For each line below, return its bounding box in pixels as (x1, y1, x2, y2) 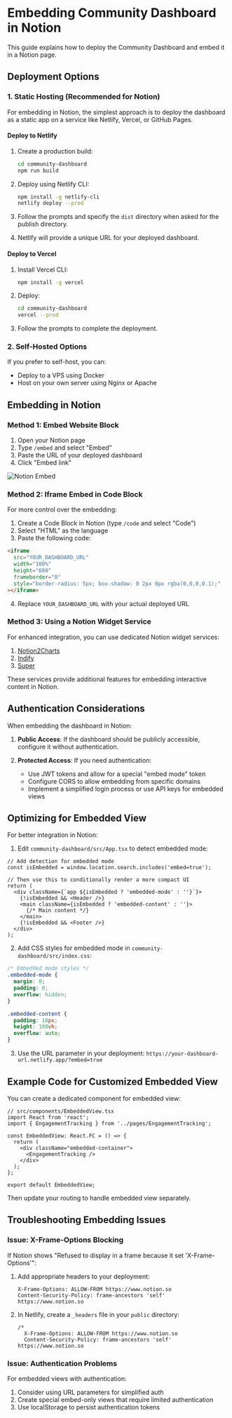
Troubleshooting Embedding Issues (7, 1214, 166, 1226)
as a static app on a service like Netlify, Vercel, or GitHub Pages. (7, 115, 193, 123)
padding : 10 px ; (13, 1017, 58, 1024)
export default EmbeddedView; (7, 1181, 96, 1189)
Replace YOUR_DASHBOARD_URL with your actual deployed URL (17, 599, 189, 608)
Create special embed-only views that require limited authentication (17, 1395, 214, 1404)
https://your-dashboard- (146, 1050, 219, 1057)
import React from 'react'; (7, 1113, 90, 1121)
